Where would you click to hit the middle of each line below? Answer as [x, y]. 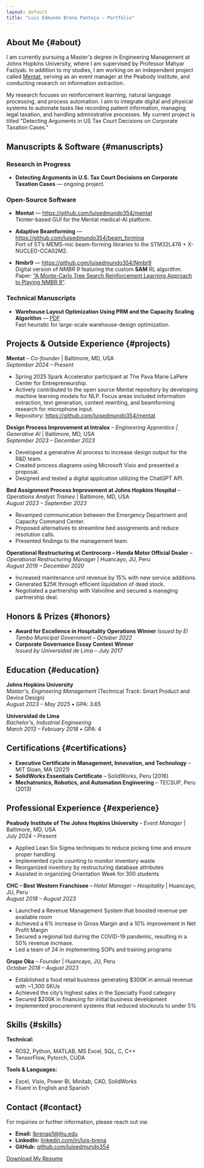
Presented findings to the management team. [72, 541]
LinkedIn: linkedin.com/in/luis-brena [61, 1140]
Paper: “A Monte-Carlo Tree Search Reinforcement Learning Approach [104, 276]
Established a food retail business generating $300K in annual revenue [104, 980]
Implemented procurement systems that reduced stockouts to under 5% [106, 1005]
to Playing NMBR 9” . [40, 283]
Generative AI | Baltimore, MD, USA [51, 434]
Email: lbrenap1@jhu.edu [46, 1134]
